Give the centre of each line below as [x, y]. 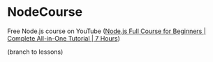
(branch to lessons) [35, 52]
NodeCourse [45, 12]
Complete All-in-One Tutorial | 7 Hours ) [64, 38]
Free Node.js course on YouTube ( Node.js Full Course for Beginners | [106, 31]
